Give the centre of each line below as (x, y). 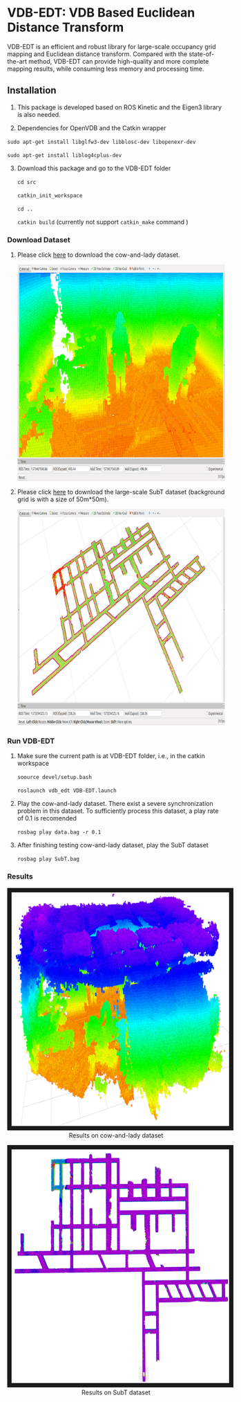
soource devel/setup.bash (54, 778)
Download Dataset (39, 240)
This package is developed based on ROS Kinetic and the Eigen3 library (119, 107)
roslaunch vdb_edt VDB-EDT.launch (67, 791)
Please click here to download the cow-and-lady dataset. (99, 255)
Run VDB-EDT (31, 741)
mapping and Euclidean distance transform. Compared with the (97, 54)
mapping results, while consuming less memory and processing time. (106, 69)
